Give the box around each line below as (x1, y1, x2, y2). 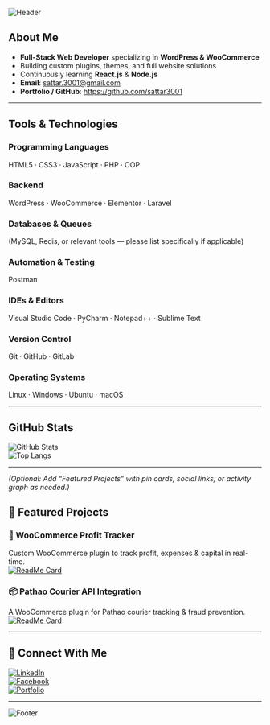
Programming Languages (8, 142, 110, 153)
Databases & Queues (8, 218, 92, 229)
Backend (8, 179, 44, 191)
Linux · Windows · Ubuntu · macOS (8, 390, 124, 400)
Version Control (8, 333, 72, 344)
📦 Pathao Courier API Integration (8, 586, 141, 597)
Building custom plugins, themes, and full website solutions (19, 60, 217, 70)
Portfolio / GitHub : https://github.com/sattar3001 (19, 86, 183, 96)
